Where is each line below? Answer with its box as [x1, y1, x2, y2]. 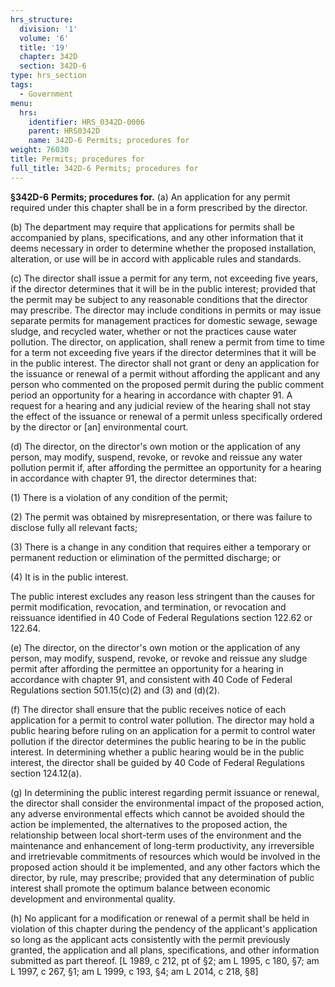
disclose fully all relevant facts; [10, 521, 138, 533]
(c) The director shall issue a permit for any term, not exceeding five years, [10, 272, 319, 284]
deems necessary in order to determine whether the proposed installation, [10, 242, 317, 254]
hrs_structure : [10, 14, 74, 25]
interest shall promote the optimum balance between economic [10, 882, 271, 894]
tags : [10, 80, 33, 90]
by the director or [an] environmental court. [10, 421, 189, 433]
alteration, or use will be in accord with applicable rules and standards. [10, 252, 302, 265]
